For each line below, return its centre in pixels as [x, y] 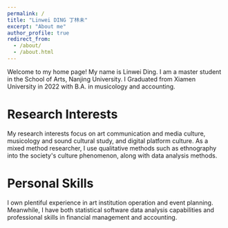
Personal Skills [50, 183]
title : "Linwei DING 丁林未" [48, 20]
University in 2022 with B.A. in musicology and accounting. [91, 86]
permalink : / [26, 13]
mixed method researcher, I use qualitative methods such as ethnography [112, 148]
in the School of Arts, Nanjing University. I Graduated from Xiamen [102, 79]
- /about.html [34, 53]
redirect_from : [29, 39]
